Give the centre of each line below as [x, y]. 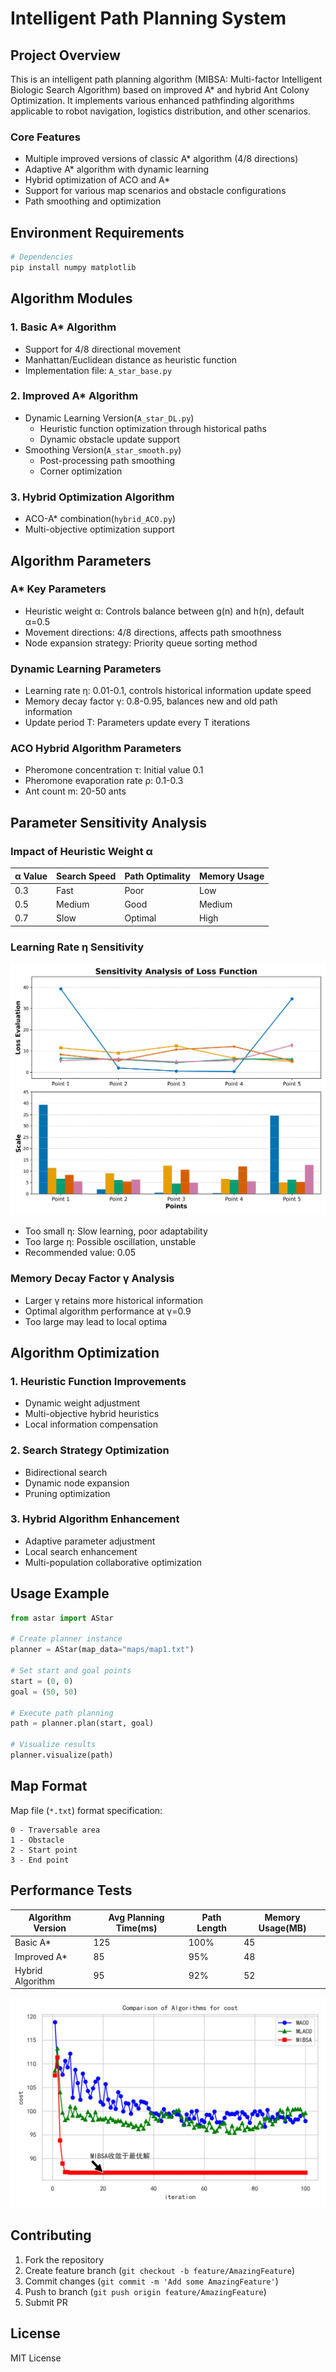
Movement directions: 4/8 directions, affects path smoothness [153, 632]
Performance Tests [71, 1890]
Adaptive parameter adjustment [90, 1541]
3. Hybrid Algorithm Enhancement [95, 1519]
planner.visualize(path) [62, 1755]
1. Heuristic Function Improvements [98, 1381]
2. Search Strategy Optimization [90, 1450]
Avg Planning [136, 1918]
